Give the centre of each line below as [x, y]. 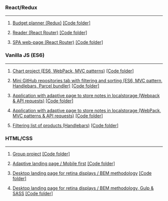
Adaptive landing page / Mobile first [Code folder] [63, 163]
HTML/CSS [19, 138]
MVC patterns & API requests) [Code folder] [58, 116]
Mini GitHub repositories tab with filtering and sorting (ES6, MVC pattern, [87, 80]
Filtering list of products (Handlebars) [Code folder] [65, 125]
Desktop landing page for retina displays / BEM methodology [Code [82, 173]
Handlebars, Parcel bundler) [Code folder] [56, 86]
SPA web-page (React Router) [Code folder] [58, 42]
